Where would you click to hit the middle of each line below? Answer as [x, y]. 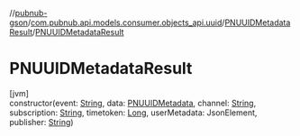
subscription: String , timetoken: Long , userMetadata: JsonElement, [133, 113]
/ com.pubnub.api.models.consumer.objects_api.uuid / [126, 23]
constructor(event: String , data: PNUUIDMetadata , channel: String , [133, 103]
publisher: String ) [41, 122]
